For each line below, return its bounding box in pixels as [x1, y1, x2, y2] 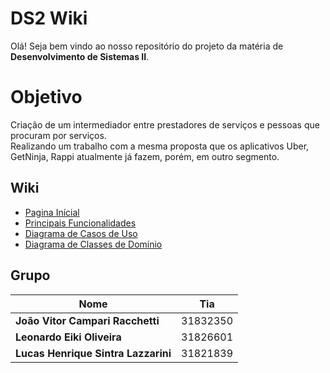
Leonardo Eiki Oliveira [15, 330, 122, 344]
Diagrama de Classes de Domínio [24, 238, 163, 250]
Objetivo [10, 86, 83, 109]
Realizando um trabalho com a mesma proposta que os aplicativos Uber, [10, 140, 310, 152]
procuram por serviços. [10, 129, 107, 141]
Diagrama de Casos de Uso [24, 227, 138, 239]
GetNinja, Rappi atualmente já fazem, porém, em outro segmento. [10, 150, 280, 162]
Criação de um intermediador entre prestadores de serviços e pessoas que [10, 118, 320, 131]
